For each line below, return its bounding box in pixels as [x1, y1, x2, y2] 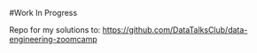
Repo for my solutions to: [9, 25, 101, 34]
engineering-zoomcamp [9, 34, 97, 44]
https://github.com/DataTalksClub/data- [102, 25, 248, 34]
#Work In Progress [9, 8, 78, 18]
